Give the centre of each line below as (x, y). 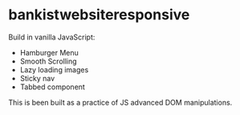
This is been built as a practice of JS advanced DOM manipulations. (120, 102)
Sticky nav (37, 78)
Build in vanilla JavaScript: (52, 37)
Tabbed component (53, 87)
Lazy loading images (54, 69)
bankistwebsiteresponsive (99, 15)
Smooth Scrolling (49, 61)
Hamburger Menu (49, 52)
